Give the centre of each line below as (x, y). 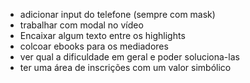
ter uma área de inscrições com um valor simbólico (125, 67)
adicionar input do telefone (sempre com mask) (117, 14)
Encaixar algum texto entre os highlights (102, 35)
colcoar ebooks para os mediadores (94, 46)
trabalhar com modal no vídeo (81, 25)
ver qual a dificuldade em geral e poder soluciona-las (129, 57)
